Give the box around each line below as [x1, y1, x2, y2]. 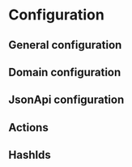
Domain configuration [8, 65, 121, 79]
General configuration [8, 38, 122, 52]
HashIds [8, 148, 51, 162]
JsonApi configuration [8, 93, 125, 107]
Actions [8, 120, 49, 135]
